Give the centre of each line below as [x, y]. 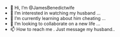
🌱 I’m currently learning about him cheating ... [58, 18]
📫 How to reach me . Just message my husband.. [63, 29]
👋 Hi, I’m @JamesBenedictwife [42, 8]
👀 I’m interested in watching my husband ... [55, 13]
